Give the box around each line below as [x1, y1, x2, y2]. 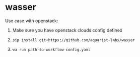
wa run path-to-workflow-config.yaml [12, 47, 91, 52]
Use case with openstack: [5, 18, 59, 24]
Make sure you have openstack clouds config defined [12, 27, 123, 33]
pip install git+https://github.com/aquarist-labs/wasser [12, 37, 135, 43]
